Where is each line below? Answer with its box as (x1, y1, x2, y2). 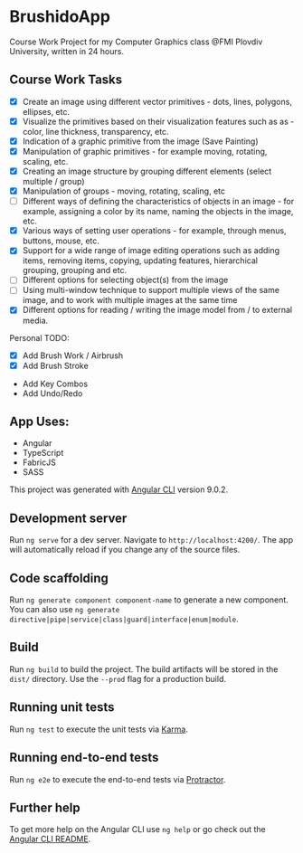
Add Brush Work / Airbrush (22, 350, 124, 361)
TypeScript (22, 448, 64, 459)
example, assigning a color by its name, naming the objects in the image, (22, 206, 294, 217)
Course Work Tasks (9, 72, 123, 88)
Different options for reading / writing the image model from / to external (22, 305, 292, 316)
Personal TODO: (9, 332, 70, 343)
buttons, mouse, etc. (22, 235, 99, 246)
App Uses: (9, 414, 70, 430)
